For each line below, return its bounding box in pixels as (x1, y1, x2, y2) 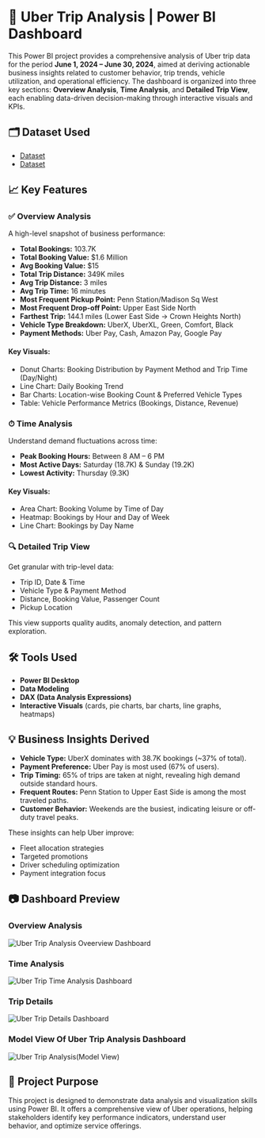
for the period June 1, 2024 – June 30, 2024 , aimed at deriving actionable (8, 60, 251, 69)
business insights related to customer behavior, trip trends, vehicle (8, 67, 225, 77)
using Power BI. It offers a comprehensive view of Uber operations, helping (8, 1104, 253, 1114)
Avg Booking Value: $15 (19, 261, 100, 271)
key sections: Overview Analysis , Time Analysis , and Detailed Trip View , (8, 84, 251, 94)
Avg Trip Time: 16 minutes (19, 286, 107, 296)
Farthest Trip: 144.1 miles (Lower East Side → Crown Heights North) (19, 312, 241, 321)
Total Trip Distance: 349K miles (19, 270, 125, 279)
